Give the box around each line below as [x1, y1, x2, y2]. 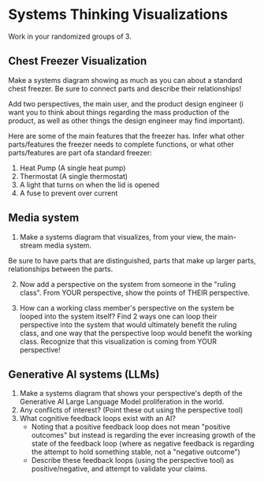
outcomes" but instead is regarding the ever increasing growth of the [31, 431, 256, 440]
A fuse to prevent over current [19, 188, 118, 198]
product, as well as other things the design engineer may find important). [8, 116, 246, 125]
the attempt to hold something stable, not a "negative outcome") [31, 447, 240, 457]
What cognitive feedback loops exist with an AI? [19, 414, 176, 423]
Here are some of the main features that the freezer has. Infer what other [8, 131, 245, 140]
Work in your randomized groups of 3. [8, 32, 132, 41]
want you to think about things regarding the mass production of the [8, 107, 230, 117]
